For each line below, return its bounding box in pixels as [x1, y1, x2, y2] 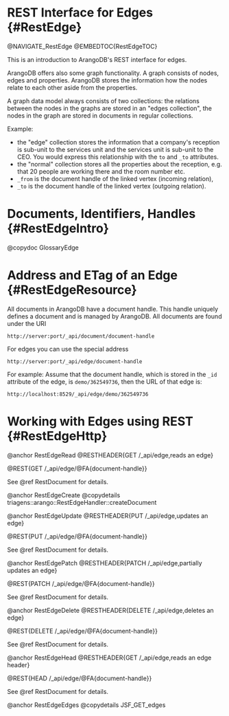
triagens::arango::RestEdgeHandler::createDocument [7, 498, 157, 506]
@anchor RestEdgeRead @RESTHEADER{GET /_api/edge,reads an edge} [7, 451, 214, 459]
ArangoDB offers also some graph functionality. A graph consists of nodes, [7, 69, 219, 77]
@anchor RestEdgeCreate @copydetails [7, 490, 121, 499]
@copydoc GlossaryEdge [7, 243, 79, 252]
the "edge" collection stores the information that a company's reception [16, 138, 220, 146]
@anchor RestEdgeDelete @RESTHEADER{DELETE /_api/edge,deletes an [7, 606, 214, 614]
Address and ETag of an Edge [7, 268, 178, 283]
